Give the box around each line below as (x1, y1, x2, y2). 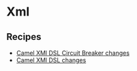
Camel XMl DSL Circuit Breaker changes (16, 49, 130, 57)
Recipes (6, 31, 42, 43)
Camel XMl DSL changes (16, 56, 87, 64)
